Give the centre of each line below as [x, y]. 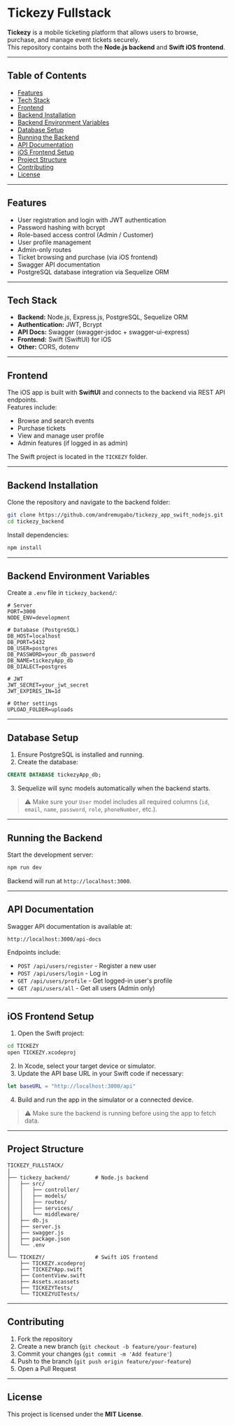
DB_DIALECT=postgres [37, 667]
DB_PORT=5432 [26, 643]
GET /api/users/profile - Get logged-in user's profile [95, 981]
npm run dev [24, 867]
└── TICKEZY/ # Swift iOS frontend [83, 1257]
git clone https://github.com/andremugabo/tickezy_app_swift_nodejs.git [115, 515]
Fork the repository [45, 1339]
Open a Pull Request [47, 1368]
